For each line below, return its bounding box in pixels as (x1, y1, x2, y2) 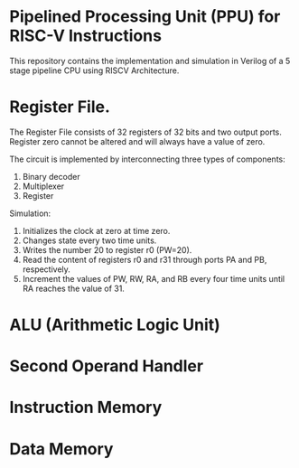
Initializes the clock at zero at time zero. (22, 225, 171, 236)
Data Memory (9, 438, 114, 459)
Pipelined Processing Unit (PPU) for (9, 6, 281, 27)
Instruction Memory (9, 398, 163, 417)
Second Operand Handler (9, 356, 204, 377)
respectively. (22, 264, 70, 275)
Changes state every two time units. (22, 235, 157, 246)
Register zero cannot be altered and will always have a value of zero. (9, 136, 266, 146)
